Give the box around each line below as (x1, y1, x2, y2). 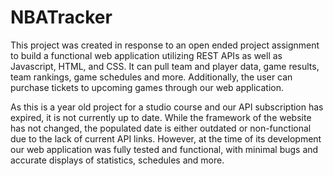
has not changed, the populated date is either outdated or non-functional (10, 122, 312, 134)
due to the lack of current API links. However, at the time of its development (10, 132, 322, 145)
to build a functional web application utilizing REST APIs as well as (10, 49, 283, 61)
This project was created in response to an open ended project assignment (10, 39, 320, 51)
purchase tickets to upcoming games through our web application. (10, 81, 285, 93)
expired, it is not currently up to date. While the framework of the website (10, 111, 312, 123)
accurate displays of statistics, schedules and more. (10, 154, 225, 166)
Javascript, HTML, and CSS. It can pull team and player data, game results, (10, 60, 320, 72)
